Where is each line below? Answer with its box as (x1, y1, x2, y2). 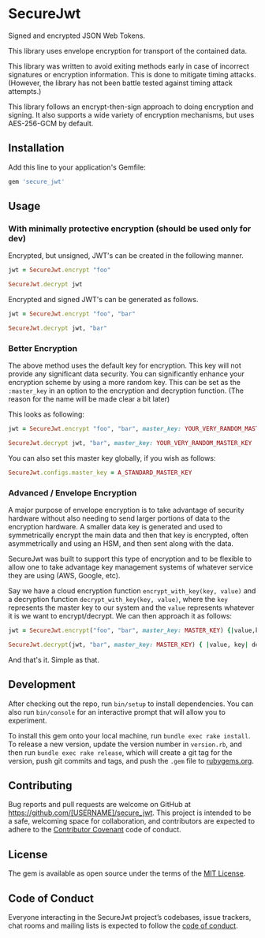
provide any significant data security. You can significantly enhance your (8, 369, 244, 379)
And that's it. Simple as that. (8, 655, 100, 664)
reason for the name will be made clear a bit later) (8, 394, 170, 404)
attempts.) (8, 86, 42, 95)
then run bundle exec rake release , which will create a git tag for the (8, 747, 233, 757)
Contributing (8, 779, 73, 792)
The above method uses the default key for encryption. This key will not (8, 361, 242, 371)
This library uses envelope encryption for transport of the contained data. (8, 46, 248, 55)
